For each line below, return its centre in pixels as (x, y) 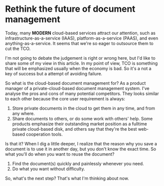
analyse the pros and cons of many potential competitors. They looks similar (82, 93)
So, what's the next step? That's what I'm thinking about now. (67, 178)
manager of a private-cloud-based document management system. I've (77, 88)
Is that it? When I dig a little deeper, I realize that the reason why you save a (81, 143)
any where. (23, 113)
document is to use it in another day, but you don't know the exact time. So (81, 149)
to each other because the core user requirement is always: (65, 98)
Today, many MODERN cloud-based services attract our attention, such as (80, 33)
